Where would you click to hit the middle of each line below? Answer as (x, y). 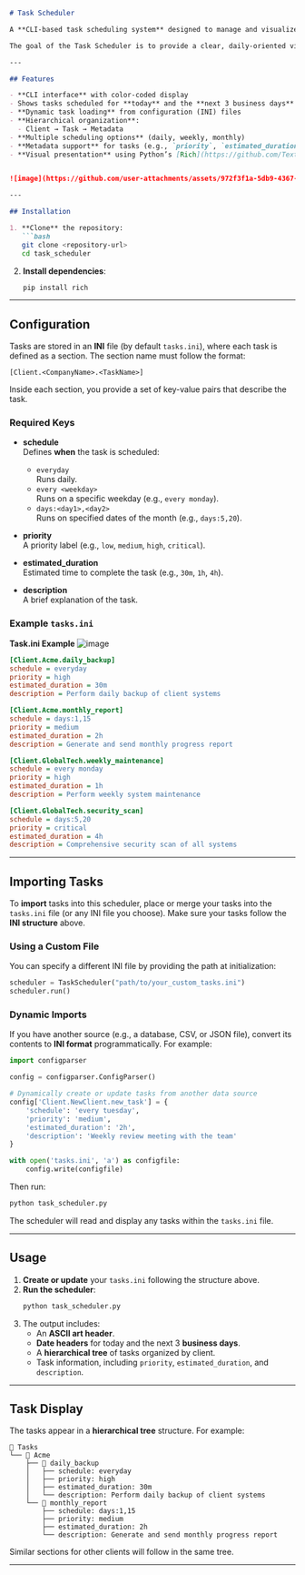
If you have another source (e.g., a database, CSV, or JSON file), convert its (151, 1035)
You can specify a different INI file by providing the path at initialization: (143, 966)
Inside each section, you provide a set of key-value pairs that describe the (148, 389)
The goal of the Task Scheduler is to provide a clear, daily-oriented (148, 45)
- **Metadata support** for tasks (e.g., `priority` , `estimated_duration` (156, 146)
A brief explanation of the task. (80, 600)
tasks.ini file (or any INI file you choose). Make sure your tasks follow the (148, 914)
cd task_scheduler (56, 253)
